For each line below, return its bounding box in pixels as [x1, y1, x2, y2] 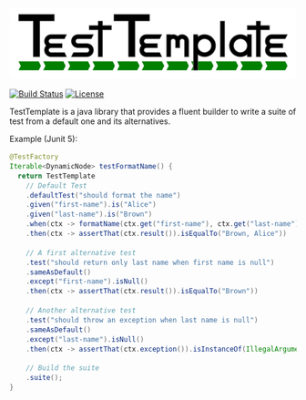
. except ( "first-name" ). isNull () [25, 277, 148, 286]
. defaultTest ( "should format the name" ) [25, 190, 181, 200]
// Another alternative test [25, 306, 137, 315]
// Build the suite [25, 364, 100, 373]
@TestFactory [9, 152, 59, 161]
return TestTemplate [17, 171, 96, 180]
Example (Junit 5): [9, 134, 78, 144]
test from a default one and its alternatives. [9, 116, 171, 127]
